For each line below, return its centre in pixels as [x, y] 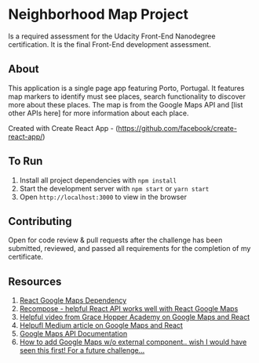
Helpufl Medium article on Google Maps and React [101, 325]
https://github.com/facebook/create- [177, 128]
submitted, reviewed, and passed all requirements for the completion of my [129, 249]
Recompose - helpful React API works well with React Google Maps [129, 309]
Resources [35, 281]
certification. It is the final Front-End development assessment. [110, 44]
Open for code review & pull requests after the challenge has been [115, 240]
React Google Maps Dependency [73, 300]
